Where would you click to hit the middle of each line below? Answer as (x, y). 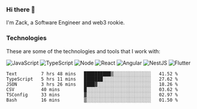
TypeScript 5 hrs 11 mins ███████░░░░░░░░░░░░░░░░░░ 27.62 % (92, 79)
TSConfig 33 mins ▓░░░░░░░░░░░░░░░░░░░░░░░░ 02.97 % (92, 95)
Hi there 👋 (21, 10)
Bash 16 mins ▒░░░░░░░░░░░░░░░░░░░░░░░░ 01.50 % (92, 100)
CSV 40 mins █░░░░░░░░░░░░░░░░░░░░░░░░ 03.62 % (92, 89)
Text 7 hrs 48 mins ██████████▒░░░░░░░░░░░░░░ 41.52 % (92, 74)
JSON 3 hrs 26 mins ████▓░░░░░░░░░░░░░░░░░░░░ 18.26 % (92, 84)
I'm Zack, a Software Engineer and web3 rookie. (66, 23)
